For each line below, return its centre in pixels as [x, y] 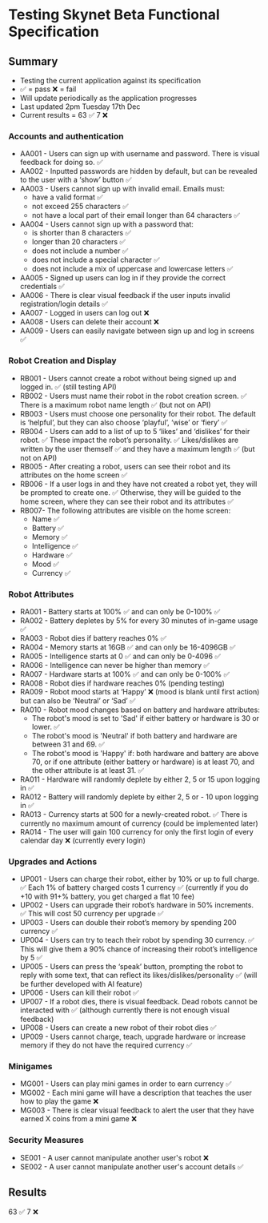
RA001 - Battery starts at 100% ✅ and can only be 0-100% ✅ [120, 611]
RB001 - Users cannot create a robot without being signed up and [128, 378]
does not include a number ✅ [80, 251]
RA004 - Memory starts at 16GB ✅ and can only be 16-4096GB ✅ [128, 647]
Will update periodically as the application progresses [108, 98]
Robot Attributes [41, 594]
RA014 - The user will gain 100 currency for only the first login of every [136, 831]
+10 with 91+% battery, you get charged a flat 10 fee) [107, 897]
